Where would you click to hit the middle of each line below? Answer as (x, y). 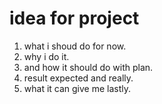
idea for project (74, 18)
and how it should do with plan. (88, 67)
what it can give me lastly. (77, 88)
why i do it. (46, 56)
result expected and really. (78, 78)
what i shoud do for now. (75, 46)
